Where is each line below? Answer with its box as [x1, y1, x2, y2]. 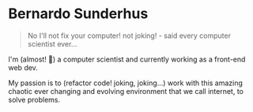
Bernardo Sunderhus [8, 5, 149, 23]
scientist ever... [27, 39, 77, 48]
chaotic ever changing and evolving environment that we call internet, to [8, 86, 244, 95]
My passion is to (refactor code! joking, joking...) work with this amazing [8, 78, 244, 88]
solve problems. [8, 95, 61, 104]
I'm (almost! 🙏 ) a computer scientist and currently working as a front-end [8, 54, 246, 64]
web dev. [8, 62, 38, 72]
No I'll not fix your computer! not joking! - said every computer [27, 31, 232, 40]
